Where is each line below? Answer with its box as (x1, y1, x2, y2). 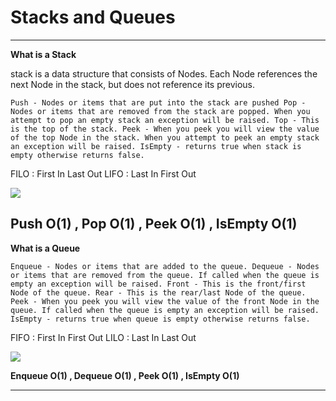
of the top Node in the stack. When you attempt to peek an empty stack (10, 132, 320, 143)
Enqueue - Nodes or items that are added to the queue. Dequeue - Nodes (10, 261, 320, 271)
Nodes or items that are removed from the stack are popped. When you (10, 106, 311, 116)
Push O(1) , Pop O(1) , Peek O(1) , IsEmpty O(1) (10, 216, 298, 233)
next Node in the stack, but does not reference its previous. (10, 78, 256, 90)
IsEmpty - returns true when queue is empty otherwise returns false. (10, 314, 311, 324)
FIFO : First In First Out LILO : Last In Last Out (10, 331, 197, 343)
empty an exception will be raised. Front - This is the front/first (10, 279, 307, 289)
